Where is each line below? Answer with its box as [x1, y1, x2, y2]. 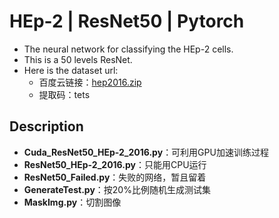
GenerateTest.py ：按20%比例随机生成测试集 [23, 183, 211, 195]
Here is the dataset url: [23, 64, 119, 76]
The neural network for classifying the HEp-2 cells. [23, 43, 234, 55]
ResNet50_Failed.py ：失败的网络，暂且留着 [23, 171, 207, 183]
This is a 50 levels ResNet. [23, 53, 133, 65]
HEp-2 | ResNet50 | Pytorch [9, 10, 245, 33]
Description [9, 118, 84, 135]
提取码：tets [38, 88, 91, 100]
